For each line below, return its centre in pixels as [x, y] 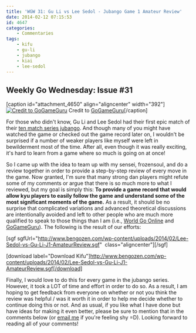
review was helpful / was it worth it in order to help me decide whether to [94, 299]
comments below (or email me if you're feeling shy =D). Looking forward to [97, 318]
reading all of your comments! [42, 324]
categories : [21, 28]
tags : [13, 39]
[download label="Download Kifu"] [48, 256]
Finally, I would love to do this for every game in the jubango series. [87, 280]
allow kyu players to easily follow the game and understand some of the [95, 196]
